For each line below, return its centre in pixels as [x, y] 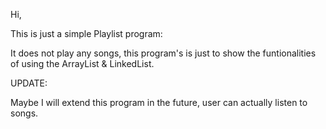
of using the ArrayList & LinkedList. [82, 63]
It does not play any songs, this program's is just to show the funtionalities [163, 53]
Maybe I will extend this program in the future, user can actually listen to [159, 102]
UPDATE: [29, 83]
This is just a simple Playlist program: [86, 33]
